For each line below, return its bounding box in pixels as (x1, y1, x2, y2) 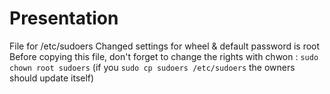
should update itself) (9, 72, 95, 84)
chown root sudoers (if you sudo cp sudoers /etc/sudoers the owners (9, 61, 296, 73)
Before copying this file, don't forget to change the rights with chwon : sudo (9, 50, 319, 62)
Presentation (9, 7, 119, 30)
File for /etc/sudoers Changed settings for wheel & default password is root (9, 40, 321, 52)
